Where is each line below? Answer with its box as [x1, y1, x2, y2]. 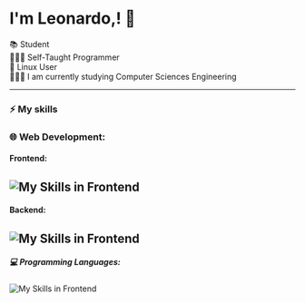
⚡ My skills [9, 103, 58, 115]
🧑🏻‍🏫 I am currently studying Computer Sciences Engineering [9, 71, 238, 82]
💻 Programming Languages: [9, 257, 121, 268]
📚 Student [9, 38, 50, 49]
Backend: [9, 204, 46, 216]
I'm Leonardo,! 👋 [9, 8, 136, 29]
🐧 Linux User [9, 61, 57, 72]
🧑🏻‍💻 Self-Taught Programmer [9, 52, 120, 63]
